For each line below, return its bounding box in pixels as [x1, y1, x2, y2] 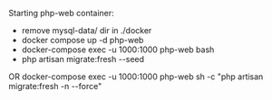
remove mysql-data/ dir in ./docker [21, 25, 152, 35]
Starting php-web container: [8, 8, 114, 18]
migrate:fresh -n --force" [8, 81, 102, 91]
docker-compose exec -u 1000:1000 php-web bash [21, 44, 215, 55]
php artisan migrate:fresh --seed [21, 54, 145, 64]
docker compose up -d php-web [21, 35, 144, 45]
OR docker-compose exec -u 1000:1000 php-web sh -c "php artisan [8, 71, 264, 82]
